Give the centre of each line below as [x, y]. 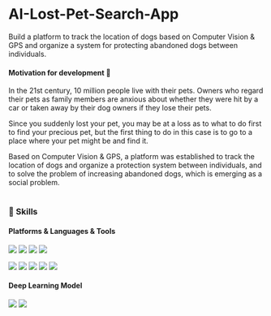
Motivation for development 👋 [60, 72]
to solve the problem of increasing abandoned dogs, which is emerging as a [135, 174]
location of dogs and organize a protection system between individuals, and [135, 165]
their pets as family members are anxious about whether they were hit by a [133, 99]
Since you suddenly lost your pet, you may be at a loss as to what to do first [135, 123]
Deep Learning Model [45, 286]
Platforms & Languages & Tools [62, 231]
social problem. [34, 183]
